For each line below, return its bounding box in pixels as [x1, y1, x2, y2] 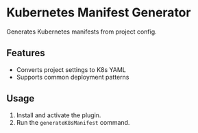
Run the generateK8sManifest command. [16, 118, 130, 126]
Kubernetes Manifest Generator [6, 5, 191, 21]
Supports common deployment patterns [16, 73, 129, 81]
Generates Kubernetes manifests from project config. [6, 27, 157, 36]
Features [6, 47, 45, 59]
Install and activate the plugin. [16, 111, 101, 119]
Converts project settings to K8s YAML [16, 65, 126, 73]
